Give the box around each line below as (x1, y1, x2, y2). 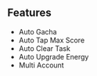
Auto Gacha (18, 27, 57, 36)
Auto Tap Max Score (18, 35, 85, 45)
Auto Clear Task (18, 43, 71, 53)
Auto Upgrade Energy (18, 52, 89, 61)
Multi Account (18, 60, 64, 70)
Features (7, 6, 52, 20)
